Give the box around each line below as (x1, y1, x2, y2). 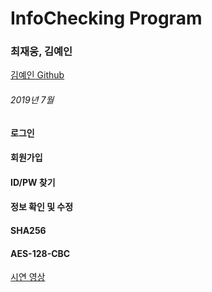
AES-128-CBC (10, 247, 71, 259)
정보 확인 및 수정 (10, 201, 74, 213)
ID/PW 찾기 (10, 176, 56, 188)
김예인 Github (10, 69, 65, 81)
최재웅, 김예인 (10, 45, 73, 59)
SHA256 (10, 225, 47, 237)
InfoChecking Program (10, 7, 203, 30)
